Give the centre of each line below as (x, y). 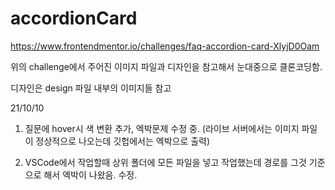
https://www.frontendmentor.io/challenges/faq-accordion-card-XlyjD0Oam (165, 46)
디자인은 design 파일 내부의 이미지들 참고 (91, 88)
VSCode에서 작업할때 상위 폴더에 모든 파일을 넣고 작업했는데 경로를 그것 (165, 162)
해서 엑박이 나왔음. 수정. (90, 174)
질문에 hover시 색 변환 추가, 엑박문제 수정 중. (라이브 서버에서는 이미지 (162, 128)
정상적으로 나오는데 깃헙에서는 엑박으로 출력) (123, 141)
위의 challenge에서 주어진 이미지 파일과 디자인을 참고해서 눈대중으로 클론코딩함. (166, 66)
